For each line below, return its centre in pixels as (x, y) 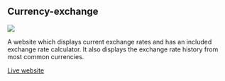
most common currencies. (46, 56)
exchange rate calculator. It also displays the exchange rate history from (113, 49)
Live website (26, 70)
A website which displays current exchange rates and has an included (110, 42)
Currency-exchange (53, 12)
